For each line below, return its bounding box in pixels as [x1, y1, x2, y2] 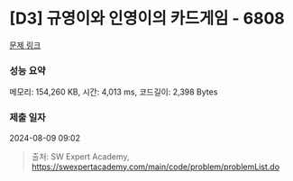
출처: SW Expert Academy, [31, 150, 130, 162]
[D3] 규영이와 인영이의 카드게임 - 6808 [9, 8, 286, 29]
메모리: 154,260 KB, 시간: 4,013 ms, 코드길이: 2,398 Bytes [9, 86, 218, 97]
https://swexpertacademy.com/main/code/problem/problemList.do [31, 161, 280, 172]
